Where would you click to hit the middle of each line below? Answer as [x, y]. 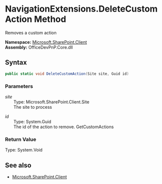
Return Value [21, 139]
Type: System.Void [24, 150]
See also [18, 165]
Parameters [19, 86]
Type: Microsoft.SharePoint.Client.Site [52, 102]
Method [50, 19]
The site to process [33, 107]
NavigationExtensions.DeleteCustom [81, 9]
